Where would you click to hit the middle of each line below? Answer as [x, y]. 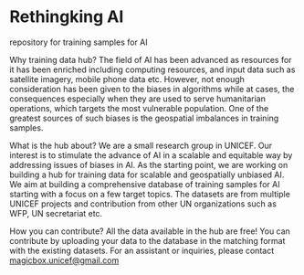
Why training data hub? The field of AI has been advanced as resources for [151, 59]
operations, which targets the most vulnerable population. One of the [139, 108]
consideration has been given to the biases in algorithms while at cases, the [152, 89]
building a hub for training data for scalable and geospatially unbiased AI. [147, 175]
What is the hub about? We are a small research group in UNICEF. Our [141, 145]
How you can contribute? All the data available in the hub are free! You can [150, 231]
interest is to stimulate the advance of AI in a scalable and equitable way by [151, 155]
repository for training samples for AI [79, 42]
